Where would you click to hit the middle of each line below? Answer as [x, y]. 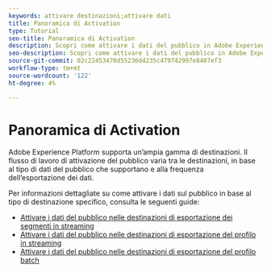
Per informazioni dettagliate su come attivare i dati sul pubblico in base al [130, 193]
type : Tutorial [34, 31]
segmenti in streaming [57, 226]
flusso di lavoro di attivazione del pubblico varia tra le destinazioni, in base [132, 161]
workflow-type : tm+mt [45, 68]
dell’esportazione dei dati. [51, 178]
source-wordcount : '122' [50, 76]
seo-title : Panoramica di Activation [72, 38]
